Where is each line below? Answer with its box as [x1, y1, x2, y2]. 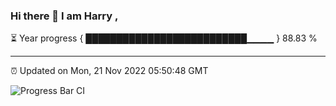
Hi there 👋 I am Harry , [10, 9, 119, 23]
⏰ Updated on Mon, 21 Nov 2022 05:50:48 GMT [10, 65, 209, 77]
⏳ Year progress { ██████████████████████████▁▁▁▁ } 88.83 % [10, 32, 318, 44]
